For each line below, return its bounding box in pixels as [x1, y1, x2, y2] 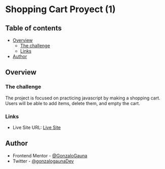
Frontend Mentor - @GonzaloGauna [12, 152, 88, 158]
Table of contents [5, 24, 62, 32]
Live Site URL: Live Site [12, 124, 61, 130]
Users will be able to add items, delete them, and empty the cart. [5, 100, 140, 106]
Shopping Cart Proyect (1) [5, 4, 116, 15]
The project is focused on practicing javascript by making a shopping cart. [5, 95, 160, 101]
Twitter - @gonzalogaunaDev [12, 158, 74, 164]
